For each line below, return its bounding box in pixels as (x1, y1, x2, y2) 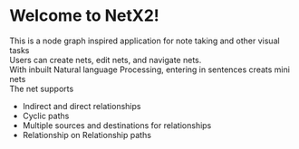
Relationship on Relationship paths (22, 129, 152, 140)
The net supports (9, 83, 74, 94)
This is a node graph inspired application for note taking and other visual (9, 35, 280, 46)
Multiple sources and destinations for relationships (22, 119, 212, 131)
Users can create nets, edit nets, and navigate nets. (9, 54, 202, 65)
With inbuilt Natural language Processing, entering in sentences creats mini (9, 64, 290, 75)
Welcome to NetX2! (9, 5, 160, 26)
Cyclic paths (22, 110, 70, 121)
